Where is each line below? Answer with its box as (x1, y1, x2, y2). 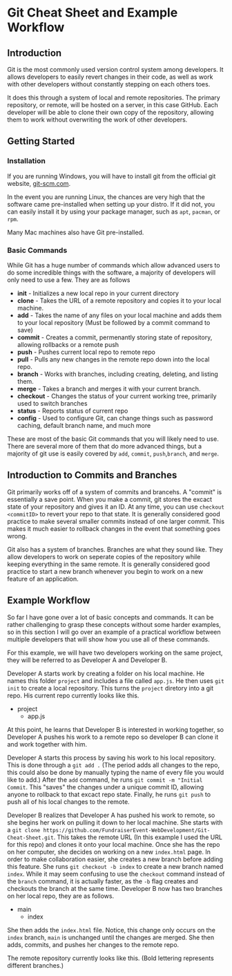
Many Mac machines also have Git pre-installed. (7, 228, 144, 236)
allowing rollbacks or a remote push (17, 340, 119, 348)
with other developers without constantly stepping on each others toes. (7, 80, 211, 88)
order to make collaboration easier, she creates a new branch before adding (7, 855, 223, 863)
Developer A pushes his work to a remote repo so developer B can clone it (7, 733, 219, 741)
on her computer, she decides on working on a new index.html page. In (7, 847, 211, 856)
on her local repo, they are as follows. (7, 892, 115, 900)
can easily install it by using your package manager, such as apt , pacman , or (7, 207, 221, 216)
